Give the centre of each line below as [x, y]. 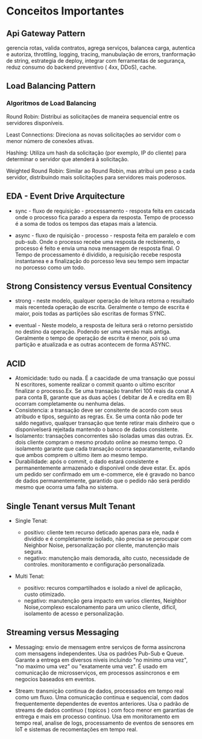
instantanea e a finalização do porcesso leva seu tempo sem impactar [102, 261]
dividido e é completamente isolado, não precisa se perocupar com [108, 539]
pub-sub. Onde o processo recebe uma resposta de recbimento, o [97, 242]
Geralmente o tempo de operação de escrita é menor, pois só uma [97, 338]
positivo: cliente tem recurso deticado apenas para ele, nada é [101, 532]
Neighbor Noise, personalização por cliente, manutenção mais [101, 545]
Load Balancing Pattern [51, 86]
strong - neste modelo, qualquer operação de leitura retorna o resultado [105, 301]
